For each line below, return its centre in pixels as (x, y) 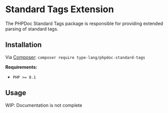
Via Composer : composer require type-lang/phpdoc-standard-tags (75, 57)
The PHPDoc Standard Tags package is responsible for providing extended (84, 23)
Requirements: (21, 67)
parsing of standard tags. (32, 29)
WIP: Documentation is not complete (44, 105)
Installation (23, 45)
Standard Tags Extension (59, 9)
